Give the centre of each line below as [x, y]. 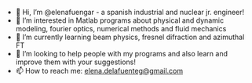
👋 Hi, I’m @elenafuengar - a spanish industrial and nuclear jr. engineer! [130, 12]
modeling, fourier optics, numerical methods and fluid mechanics [121, 29]
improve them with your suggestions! [75, 62]
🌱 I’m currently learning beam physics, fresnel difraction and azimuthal [130, 37]
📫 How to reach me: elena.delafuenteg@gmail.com [99, 71]
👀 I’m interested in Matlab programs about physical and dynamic [120, 20]
